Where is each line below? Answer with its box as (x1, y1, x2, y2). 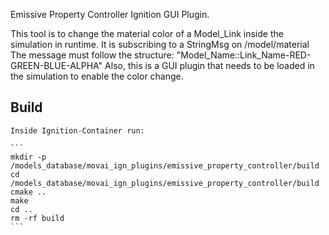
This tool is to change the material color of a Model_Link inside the (10, 28, 284, 39)
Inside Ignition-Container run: (10, 125, 145, 136)
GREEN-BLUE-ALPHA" (10, 60, 103, 71)
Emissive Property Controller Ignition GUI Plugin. (10, 9, 210, 20)
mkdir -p (10, 152, 47, 162)
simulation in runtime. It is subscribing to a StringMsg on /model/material (10, 39, 310, 50)
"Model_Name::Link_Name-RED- (176, 49, 312, 61)
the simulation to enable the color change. (10, 70, 184, 82)
